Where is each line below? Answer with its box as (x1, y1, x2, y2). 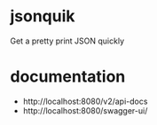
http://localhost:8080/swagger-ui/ (22, 105, 148, 116)
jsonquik (10, 6, 75, 27)
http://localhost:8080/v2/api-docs (22, 96, 148, 106)
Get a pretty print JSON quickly (10, 35, 125, 46)
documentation (10, 66, 126, 87)
